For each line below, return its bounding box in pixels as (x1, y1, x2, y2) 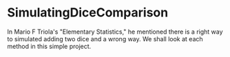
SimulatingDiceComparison (7, 5, 169, 21)
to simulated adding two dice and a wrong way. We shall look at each (7, 34, 203, 43)
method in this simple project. (7, 42, 92, 50)
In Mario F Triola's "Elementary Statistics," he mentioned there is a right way (7, 27, 223, 36)
